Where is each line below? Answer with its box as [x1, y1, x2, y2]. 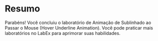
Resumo [5, 3, 40, 14]
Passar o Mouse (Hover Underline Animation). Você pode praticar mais [5, 24, 153, 30]
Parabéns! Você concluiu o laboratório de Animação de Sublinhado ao [5, 19, 151, 25]
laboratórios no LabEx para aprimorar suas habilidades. [5, 30, 120, 36]
